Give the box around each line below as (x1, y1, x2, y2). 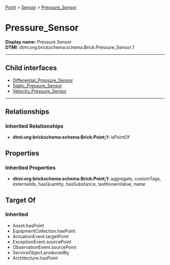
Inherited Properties (5, 164, 56, 171)
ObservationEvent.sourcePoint (12, 244, 77, 250)
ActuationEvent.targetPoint (12, 233, 69, 239)
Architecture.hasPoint (12, 255, 58, 261)
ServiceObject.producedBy (12, 249, 69, 255)
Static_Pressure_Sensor (12, 82, 62, 88)
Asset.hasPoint (12, 222, 45, 228)
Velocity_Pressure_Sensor (12, 88, 67, 94)
